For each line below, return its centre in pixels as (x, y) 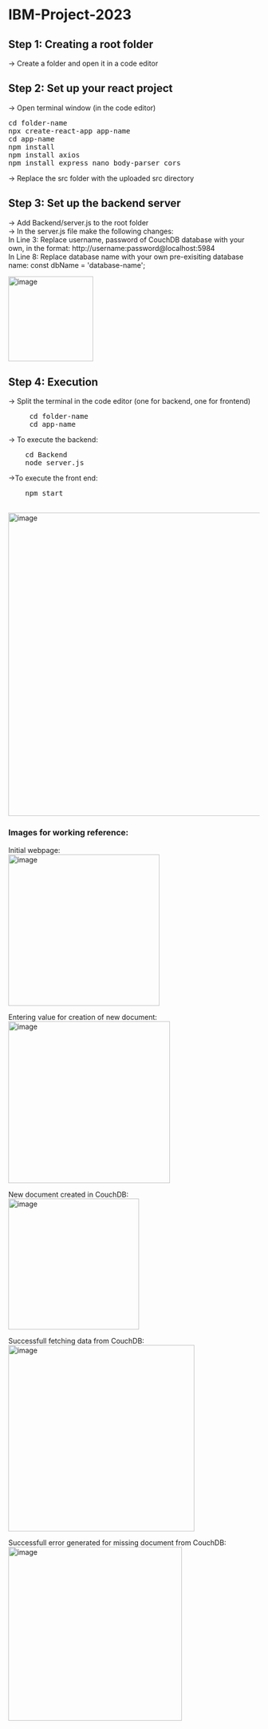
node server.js (55, 463)
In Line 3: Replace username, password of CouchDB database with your (126, 239)
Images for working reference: (69, 833)
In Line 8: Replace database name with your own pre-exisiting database (126, 257)
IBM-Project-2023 (70, 15)
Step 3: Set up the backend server (95, 203)
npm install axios (44, 155)
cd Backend (46, 455)
